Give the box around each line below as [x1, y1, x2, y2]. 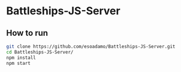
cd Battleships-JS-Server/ [6, 49, 74, 55]
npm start [6, 60, 31, 66]
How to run [6, 28, 49, 38]
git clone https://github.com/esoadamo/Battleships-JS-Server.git [6, 43, 176, 49]
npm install [6, 55, 36, 61]
